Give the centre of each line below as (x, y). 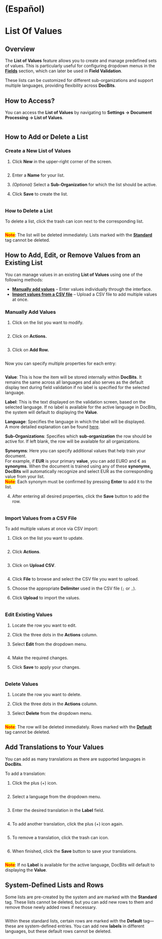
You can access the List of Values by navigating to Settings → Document (79, 112)
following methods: (24, 279)
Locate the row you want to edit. (44, 625)
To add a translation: (25, 773)
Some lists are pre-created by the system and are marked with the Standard (81, 897)
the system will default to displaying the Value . (52, 412)
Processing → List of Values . (34, 118)
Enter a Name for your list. (38, 175)
